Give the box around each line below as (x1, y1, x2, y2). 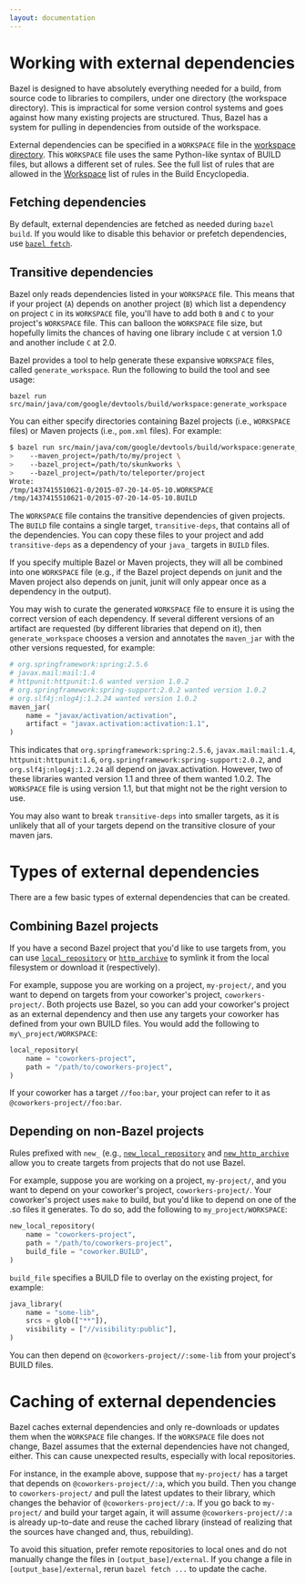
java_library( (9, 1300, 64, 1309)
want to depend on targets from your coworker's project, (9, 989, 223, 1000)
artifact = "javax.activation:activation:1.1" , (25, 719, 209, 729)
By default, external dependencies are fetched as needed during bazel (9, 219, 275, 230)
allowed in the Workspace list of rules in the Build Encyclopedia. (9, 168, 250, 179)
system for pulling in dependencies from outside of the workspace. (9, 121, 261, 132)
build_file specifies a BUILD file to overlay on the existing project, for (9, 1272, 273, 1283)
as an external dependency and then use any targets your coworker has (9, 1008, 280, 1019)
